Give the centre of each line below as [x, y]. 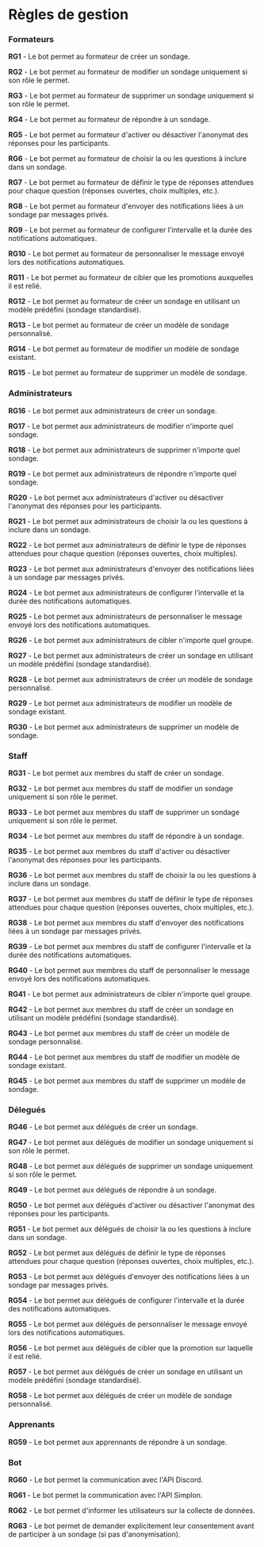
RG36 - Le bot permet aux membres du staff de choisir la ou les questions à [132, 875]
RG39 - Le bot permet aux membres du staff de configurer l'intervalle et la [130, 947]
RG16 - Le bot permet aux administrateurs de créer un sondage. [113, 411]
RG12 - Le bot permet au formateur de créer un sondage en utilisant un [124, 301]
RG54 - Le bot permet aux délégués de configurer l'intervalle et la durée [126, 1300]
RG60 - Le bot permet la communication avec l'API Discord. [106, 1480]
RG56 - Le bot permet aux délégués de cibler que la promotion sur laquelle [131, 1348]
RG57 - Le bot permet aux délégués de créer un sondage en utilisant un [126, 1372]
